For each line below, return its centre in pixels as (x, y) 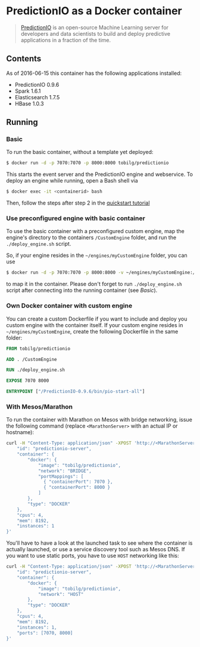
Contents (24, 59)
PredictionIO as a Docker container (94, 11)
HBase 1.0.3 (29, 103)
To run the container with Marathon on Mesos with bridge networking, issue (99, 420)
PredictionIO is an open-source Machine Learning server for (94, 27)
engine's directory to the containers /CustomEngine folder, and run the (91, 238)
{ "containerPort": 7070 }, (78, 482)
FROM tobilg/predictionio (38, 348)
